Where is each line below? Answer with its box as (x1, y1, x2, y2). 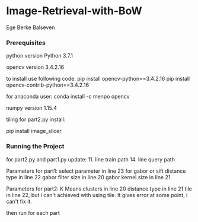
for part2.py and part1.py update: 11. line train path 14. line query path (6, 156, 175, 163)
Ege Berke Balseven (6, 24, 55, 31)
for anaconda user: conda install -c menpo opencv (6, 93, 130, 100)
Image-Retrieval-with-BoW (6, 4, 142, 18)
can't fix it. (6, 198, 33, 205)
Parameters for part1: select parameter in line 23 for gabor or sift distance (6, 167, 186, 175)
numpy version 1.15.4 (6, 104, 58, 112)
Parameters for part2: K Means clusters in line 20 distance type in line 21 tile (6, 185, 193, 192)
